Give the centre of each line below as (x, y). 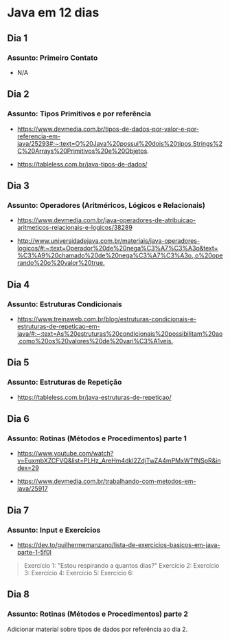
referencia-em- (38, 136)
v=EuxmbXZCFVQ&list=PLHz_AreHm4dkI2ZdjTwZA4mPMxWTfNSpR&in (119, 461)
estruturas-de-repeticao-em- (59, 326)
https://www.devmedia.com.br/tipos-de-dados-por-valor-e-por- (108, 129)
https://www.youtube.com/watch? (65, 454)
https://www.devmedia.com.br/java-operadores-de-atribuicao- (106, 220)
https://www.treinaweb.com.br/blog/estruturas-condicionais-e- (107, 319)
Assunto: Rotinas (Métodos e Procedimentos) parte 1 (97, 438)
